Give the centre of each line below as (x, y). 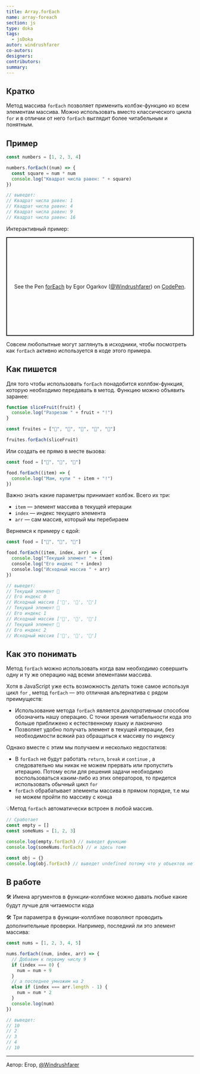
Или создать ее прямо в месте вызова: (56, 451)
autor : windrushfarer (33, 45)
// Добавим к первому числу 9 (49, 959)
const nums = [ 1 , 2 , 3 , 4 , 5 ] (44, 943)
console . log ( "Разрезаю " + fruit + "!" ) (62, 413)
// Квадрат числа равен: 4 (40, 206)
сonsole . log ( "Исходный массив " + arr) (61, 569)
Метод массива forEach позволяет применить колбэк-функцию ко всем (98, 105)
